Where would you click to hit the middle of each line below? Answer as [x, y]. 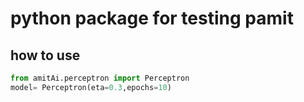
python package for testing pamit [152, 18]
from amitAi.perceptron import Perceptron [100, 78]
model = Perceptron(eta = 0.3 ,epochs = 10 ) [91, 87]
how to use [45, 55]
